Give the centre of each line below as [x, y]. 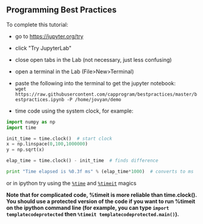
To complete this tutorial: [37, 24]
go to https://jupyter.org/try [49, 36]
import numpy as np [31, 122]
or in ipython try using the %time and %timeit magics [72, 183]
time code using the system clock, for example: [74, 111]
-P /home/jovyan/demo [94, 99]
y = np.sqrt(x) [25, 150]
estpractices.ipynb [40, 99]
